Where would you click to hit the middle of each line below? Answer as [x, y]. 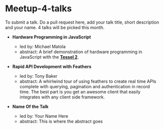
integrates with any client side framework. [62, 97]
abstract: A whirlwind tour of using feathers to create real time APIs [88, 81]
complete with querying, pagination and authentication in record [85, 86]
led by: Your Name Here [44, 116]
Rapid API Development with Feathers [52, 66]
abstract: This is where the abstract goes [61, 121]
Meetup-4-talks [39, 9]
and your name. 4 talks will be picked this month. [55, 27]
